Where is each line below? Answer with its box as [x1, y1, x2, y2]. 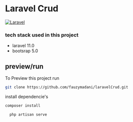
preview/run [5, 62, 44, 70]
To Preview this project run [5, 75, 60, 81]
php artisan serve [9, 112, 48, 117]
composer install [5, 103, 41, 108]
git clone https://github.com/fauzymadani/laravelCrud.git [5, 85, 129, 90]
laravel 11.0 [12, 43, 34, 49]
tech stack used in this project [5, 31, 79, 38]
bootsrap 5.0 [12, 48, 38, 54]
